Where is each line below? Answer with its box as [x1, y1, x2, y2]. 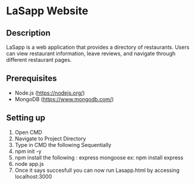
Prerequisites [6, 73, 57, 84]
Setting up [6, 113, 46, 123]
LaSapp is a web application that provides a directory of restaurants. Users [6, 43, 190, 51]
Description [6, 28, 51, 38]
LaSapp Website [6, 4, 89, 18]
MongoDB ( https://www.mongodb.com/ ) [14, 95, 114, 102]
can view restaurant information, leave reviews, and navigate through [6, 50, 176, 57]
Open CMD [14, 128, 43, 136]
